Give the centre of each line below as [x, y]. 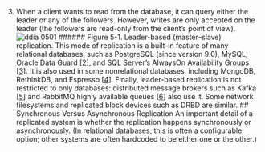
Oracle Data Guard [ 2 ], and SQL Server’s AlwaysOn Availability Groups [132, 62]
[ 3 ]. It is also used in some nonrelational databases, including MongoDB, [136, 71]
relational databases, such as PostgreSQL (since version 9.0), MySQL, [132, 54]
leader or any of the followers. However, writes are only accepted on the [135, 20]
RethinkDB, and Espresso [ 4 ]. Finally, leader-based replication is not [128, 80]
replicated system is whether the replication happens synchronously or [133, 122]
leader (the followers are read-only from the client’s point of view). [126, 28]
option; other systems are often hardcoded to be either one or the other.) [136, 139]
